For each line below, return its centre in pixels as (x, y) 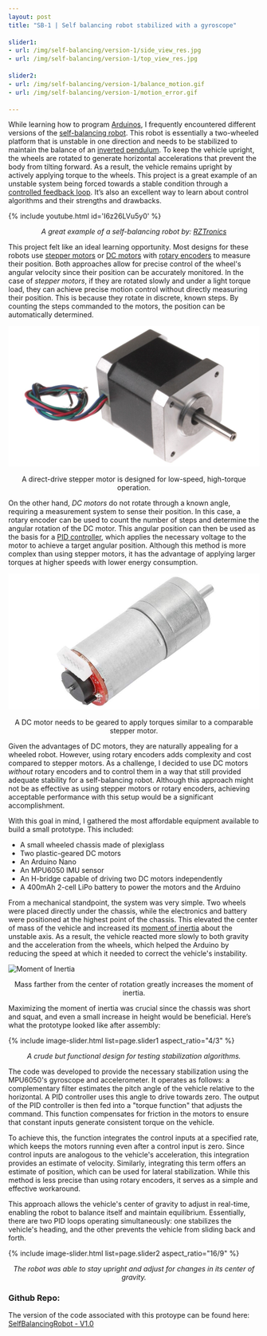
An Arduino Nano (48, 862)
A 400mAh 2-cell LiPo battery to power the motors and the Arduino (130, 887)
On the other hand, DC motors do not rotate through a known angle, (120, 503)
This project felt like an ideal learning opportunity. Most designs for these (129, 247)
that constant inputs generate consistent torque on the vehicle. (112, 1122)
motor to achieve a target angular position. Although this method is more (127, 545)
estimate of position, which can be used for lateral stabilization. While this (129, 1172)
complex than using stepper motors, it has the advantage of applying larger (132, 554)
